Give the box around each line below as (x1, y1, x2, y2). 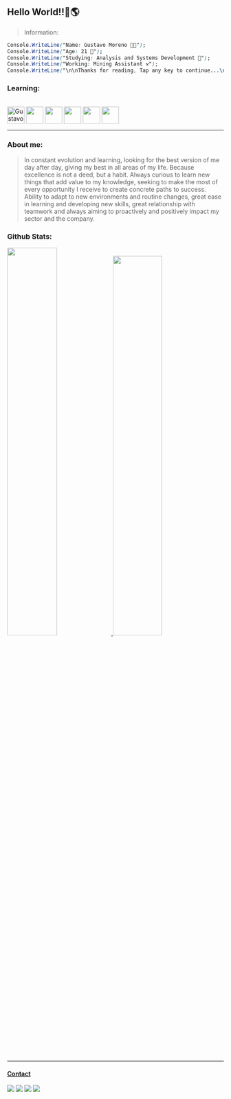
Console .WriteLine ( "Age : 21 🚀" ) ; (7, 48, 103, 55)
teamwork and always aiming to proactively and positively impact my (23, 207, 220, 215)
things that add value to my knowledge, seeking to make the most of (23, 177, 218, 186)
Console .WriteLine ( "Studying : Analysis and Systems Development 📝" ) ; (7, 55, 211, 61)
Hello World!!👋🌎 (7, 6, 80, 18)
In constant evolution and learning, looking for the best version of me (23, 155, 220, 164)
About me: (7, 140, 43, 150)
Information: (23, 28, 59, 37)
